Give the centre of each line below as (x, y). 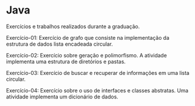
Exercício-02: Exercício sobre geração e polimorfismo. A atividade (87, 55)
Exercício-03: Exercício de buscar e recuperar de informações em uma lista (98, 73)
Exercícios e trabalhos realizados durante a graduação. (73, 26)
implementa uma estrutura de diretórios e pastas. (66, 61)
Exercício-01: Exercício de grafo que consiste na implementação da (88, 37)
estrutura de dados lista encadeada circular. (60, 44)
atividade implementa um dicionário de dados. (62, 97)
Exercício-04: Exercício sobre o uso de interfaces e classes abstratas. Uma (97, 90)
